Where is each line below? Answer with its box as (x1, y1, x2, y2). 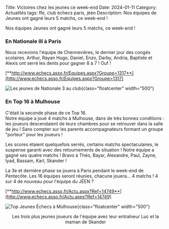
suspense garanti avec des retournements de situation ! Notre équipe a (5, 146, 154, 152)
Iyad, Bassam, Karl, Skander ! (5, 158, 67, 164)
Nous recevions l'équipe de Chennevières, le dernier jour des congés (5, 49, 151, 56)
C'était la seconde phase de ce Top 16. (5, 110, 87, 116)
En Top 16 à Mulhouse (5, 98, 60, 105)
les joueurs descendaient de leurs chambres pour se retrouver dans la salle (5, 120, 163, 126)
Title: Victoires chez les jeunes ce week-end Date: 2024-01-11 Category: (5, 5, 157, 10)
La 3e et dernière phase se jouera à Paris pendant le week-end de (5, 167, 144, 173)
